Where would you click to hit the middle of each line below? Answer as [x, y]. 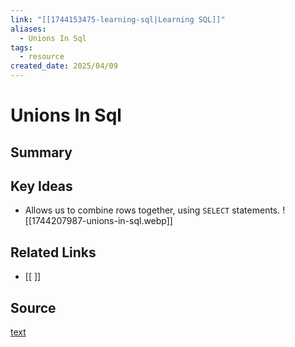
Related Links [53, 252]
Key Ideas [41, 186]
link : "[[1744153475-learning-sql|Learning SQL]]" [118, 19]
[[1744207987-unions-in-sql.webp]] [98, 221]
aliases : [28, 29]
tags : [21, 47]
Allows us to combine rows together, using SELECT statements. [152, 210]
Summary [41, 152]
